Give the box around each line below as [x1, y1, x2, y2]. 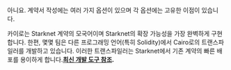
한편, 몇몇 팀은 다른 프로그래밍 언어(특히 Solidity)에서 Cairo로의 [27, 38, 200, 46]
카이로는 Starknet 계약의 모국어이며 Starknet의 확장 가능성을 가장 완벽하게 [7, 30, 210, 37]
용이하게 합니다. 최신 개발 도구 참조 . [19, 55, 115, 64]
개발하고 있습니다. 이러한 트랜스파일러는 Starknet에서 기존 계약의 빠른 [25, 47, 216, 55]
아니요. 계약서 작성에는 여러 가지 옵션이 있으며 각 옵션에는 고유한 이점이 [7, 6, 200, 14]
